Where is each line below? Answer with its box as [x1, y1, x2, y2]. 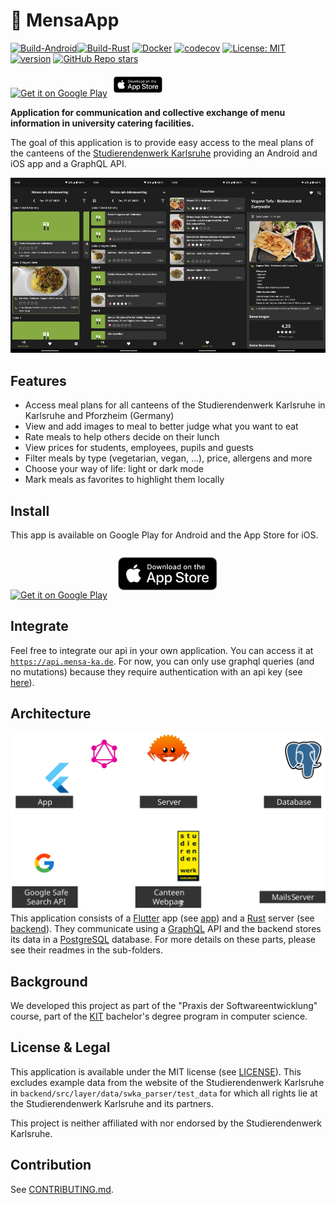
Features [10, 372, 67, 389]
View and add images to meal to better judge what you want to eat [24, 420, 299, 433]
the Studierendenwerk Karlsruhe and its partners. [10, 1097, 214, 1109]
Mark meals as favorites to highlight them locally [24, 474, 225, 486]
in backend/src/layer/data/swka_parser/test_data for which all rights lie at [10, 1087, 318, 1099]
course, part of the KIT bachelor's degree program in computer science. [10, 1010, 308, 1022]
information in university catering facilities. [10, 117, 195, 129]
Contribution [10, 1157, 92, 1174]
